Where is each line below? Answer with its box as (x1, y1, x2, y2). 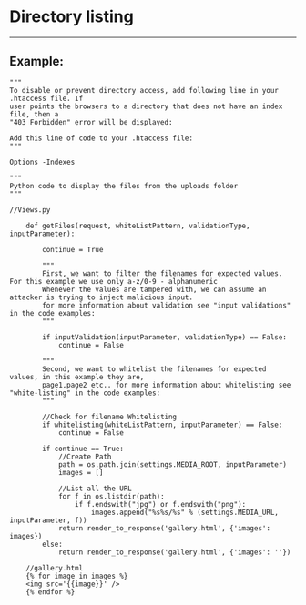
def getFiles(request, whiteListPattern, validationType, (25, 221, 250, 230)
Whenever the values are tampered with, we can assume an (42, 285, 267, 294)
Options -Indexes (9, 157, 76, 166)
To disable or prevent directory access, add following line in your (9, 86, 280, 95)
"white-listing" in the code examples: (9, 388, 161, 398)
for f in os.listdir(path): (57, 491, 166, 501)
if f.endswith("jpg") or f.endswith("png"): (74, 499, 247, 509)
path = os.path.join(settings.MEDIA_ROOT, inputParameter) (57, 459, 287, 469)
